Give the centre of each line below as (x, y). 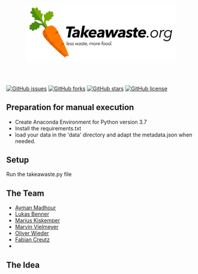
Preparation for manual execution (70, 107)
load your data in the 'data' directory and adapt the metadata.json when (103, 135)
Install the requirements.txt (48, 128)
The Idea (23, 265)
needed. (25, 141)
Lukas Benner (32, 214)
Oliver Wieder (32, 233)
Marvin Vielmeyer (37, 227)
